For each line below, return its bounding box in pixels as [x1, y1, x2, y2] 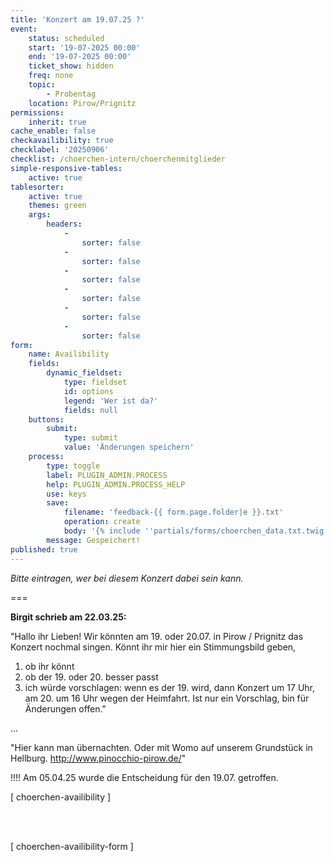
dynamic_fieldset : [46, 368, 123, 378]
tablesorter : [10, 182, 65, 192]
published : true [10, 544, 78, 555]
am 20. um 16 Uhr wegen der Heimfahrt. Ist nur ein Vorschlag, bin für [24, 692, 310, 704]
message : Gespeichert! [46, 535, 141, 545]
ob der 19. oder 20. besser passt [24, 671, 159, 683]
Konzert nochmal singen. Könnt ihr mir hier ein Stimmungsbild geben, [10, 641, 297, 653]
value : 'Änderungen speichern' [63, 442, 195, 453]
